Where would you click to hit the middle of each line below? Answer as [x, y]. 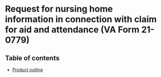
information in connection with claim [81, 19]
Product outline [28, 70]
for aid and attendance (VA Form [72, 30]
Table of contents [32, 58]
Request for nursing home [59, 9]
